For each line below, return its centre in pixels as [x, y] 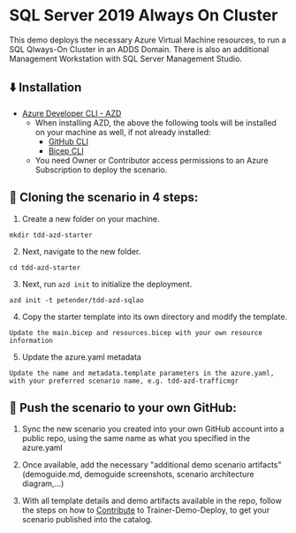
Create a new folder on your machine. [91, 218]
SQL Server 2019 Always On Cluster [144, 15]
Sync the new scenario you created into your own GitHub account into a [153, 429]
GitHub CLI [68, 141]
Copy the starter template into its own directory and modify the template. [155, 316]
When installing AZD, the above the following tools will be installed [156, 122]
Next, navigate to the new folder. [81, 251]
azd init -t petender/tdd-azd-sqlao [76, 300]
